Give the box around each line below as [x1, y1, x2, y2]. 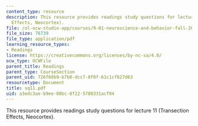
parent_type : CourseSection [6, 69, 75, 75]
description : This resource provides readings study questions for [6, 14, 176, 20]
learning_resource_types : [6, 42, 70, 48]
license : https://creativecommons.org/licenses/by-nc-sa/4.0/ [6, 52, 162, 58]
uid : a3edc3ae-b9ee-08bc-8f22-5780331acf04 [6, 91, 115, 97]
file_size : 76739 [6, 31, 49, 37]
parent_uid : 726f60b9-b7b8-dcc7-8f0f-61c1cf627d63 [6, 74, 133, 80]
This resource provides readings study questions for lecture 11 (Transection [6, 107, 190, 114]
